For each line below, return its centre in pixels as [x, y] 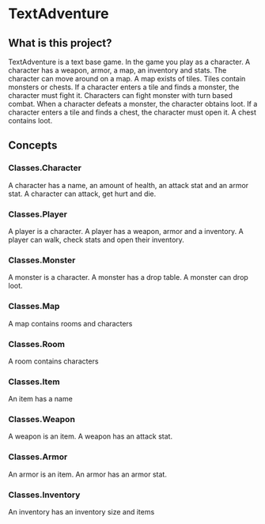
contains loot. [30, 121]
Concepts [33, 146]
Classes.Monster [42, 260]
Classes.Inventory [44, 495]
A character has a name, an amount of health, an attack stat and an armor [129, 185]
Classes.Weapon [42, 420]
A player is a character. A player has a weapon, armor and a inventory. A [126, 231]
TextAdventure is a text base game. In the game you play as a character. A [129, 62]
